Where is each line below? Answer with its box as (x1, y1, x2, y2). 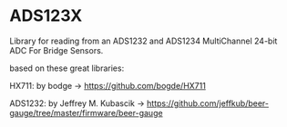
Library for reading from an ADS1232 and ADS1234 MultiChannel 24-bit (9, 35, 278, 46)
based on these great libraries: (9, 63, 125, 73)
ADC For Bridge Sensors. (9, 44, 104, 55)
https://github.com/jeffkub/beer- (147, 97, 269, 109)
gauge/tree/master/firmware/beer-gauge (9, 107, 163, 118)
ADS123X (9, 5, 83, 26)
